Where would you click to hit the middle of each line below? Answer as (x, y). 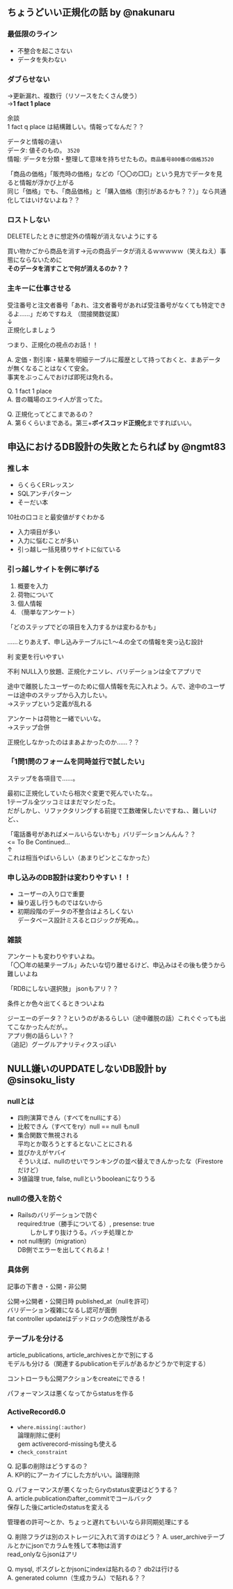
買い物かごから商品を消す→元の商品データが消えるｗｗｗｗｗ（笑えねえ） (114, 251)
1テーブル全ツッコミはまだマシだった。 (63, 802)
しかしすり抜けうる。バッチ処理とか (81, 1232)
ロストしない (29, 220)
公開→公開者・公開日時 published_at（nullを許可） (80, 1301)
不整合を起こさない (45, 50)
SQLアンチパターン (45, 493)
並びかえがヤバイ (42, 1153)
